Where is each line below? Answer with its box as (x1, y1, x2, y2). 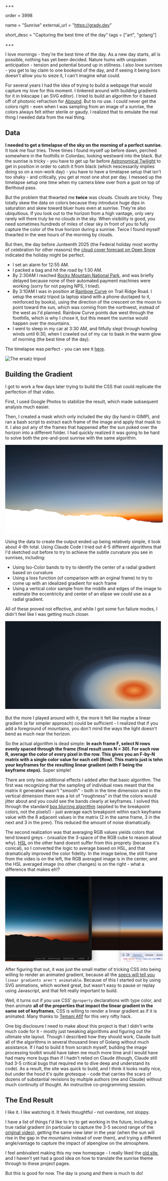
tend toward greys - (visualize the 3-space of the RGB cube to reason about (5, 834, 161, 840)
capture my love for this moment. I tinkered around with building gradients (5, 88, 158, 93)
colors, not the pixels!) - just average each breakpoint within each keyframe (5, 809, 161, 815)
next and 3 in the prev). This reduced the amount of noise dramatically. (5, 819, 151, 825)
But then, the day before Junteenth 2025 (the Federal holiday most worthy (5, 241, 158, 247)
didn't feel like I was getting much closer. (5, 611, 90, 617)
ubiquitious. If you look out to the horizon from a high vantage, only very (5, 210, 154, 216)
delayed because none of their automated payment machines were (12, 278, 151, 284)
